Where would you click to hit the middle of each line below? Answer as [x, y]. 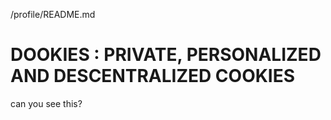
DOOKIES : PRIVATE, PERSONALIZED [166, 55]
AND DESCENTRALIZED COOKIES [153, 76]
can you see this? [46, 103]
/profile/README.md [53, 14]
